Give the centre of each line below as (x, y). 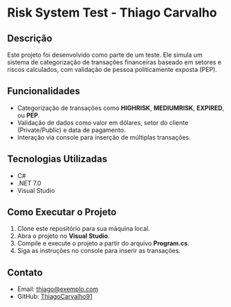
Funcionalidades (44, 91)
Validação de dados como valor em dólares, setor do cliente (103, 122)
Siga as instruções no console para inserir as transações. (99, 251)
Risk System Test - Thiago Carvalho (112, 13)
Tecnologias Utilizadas (57, 159)
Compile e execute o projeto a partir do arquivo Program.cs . (103, 243)
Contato (25, 272)
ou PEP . (28, 115)
